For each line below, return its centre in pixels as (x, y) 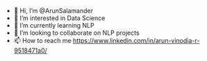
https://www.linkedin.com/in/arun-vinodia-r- (136, 41)
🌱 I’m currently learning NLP (54, 25)
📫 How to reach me (42, 41)
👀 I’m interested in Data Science (59, 18)
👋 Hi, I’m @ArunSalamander (53, 11)
